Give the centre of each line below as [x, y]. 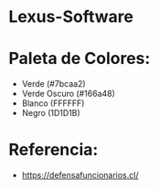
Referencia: [53, 150]
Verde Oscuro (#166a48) [69, 94]
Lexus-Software [71, 17]
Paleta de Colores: [79, 59]
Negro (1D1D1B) [51, 113]
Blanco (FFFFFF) [53, 103]
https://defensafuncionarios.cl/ [80, 175]
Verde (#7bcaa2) [53, 84]
